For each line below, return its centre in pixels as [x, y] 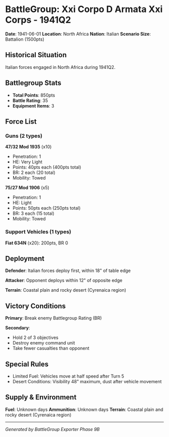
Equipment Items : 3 [33, 106]
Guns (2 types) [24, 136]
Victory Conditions [36, 306]
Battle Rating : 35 [30, 100]
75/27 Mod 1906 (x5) [27, 188]
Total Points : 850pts [34, 95]
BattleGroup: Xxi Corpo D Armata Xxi [84, 9]
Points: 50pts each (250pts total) [47, 208]
